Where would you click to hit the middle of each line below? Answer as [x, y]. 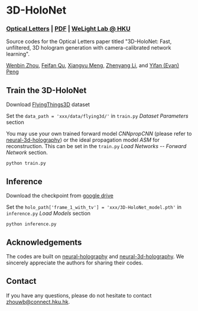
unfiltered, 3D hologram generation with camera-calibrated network [89, 48]
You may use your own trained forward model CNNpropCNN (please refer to [99, 134]
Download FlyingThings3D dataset [48, 104]
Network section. [27, 153]
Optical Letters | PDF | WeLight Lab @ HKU [69, 29]
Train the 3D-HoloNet [46, 90]
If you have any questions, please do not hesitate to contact [79, 295]
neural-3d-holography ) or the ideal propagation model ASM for [83, 140]
